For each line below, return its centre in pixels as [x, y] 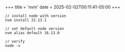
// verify [15, 41]
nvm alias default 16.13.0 [32, 33]
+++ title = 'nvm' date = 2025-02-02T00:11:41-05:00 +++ [63, 7]
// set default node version [35, 29]
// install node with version [36, 16]
